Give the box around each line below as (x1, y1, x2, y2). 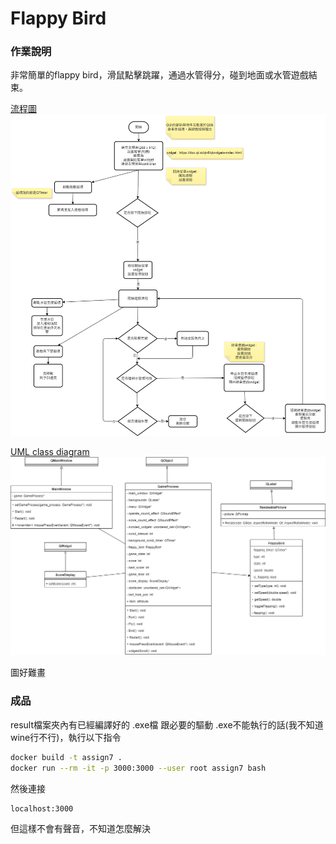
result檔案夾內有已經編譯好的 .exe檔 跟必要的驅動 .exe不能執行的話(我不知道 (10, 718, 324, 731)
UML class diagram (10, 446, 90, 457)
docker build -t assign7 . (10, 752, 123, 762)
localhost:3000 (10, 803, 74, 814)
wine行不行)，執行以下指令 (10, 731, 122, 743)
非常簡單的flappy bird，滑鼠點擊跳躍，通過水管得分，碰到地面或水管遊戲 (10, 69, 309, 81)
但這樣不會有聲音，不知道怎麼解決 (10, 823, 151, 835)
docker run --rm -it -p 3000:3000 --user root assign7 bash (10, 763, 267, 773)
